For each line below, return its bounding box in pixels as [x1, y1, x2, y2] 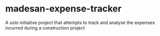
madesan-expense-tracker [5, 3, 122, 14]
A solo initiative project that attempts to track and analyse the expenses [5, 19, 155, 25]
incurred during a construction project [5, 24, 85, 30]
